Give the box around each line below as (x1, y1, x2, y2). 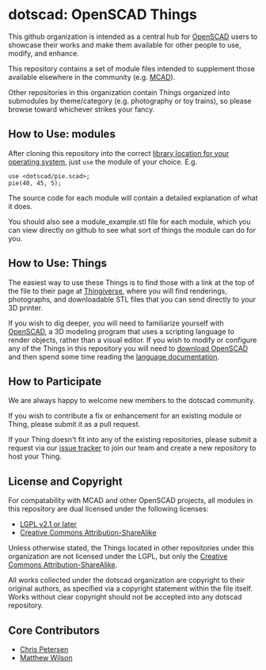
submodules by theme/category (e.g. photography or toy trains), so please (8, 96, 252, 105)
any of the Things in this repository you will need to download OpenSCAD (8, 343, 249, 353)
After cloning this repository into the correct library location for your (8, 148, 230, 158)
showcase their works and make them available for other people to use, (8, 40, 241, 49)
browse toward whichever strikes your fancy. (8, 105, 155, 114)
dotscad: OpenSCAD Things (8, 6, 198, 24)
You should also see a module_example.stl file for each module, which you (8, 216, 251, 227)
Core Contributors (8, 623, 101, 637)
